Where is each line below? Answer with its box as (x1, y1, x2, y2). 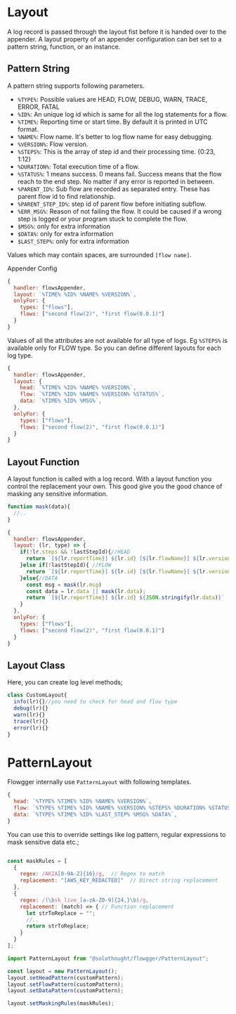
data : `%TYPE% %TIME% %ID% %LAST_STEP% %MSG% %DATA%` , (13, 811, 178, 818)
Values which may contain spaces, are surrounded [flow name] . (7, 250, 192, 259)
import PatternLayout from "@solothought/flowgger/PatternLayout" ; (7, 955, 209, 962)
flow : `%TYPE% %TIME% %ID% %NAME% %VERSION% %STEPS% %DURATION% (13, 805, 206, 812)
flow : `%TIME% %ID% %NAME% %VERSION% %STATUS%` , (20, 391, 165, 398)
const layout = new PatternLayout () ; (7, 968, 118, 975)
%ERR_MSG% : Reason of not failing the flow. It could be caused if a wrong (17, 207, 222, 215)
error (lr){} (13, 724, 49, 732)
